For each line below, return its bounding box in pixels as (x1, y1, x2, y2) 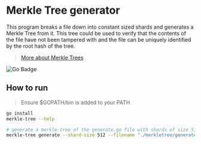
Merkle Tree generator (6, 4, 120, 17)
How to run (6, 83, 48, 93)
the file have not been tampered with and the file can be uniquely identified (6, 36, 191, 43)
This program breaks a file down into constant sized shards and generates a (6, 23, 194, 30)
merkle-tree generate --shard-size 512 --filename (6, 132, 135, 138)
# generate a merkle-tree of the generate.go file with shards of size (6, 127, 188, 133)
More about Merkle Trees (20, 54, 84, 61)
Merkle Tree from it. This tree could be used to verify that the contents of (6, 29, 187, 36)
